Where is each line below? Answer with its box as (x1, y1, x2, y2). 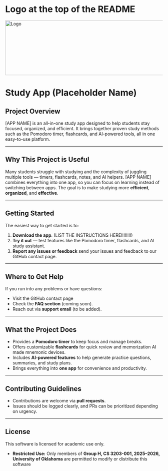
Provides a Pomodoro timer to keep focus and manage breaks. (12, 339, 142, 345)
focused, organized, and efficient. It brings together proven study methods (5, 125, 159, 131)
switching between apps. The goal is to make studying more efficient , (5, 184, 150, 191)
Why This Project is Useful (5, 155, 89, 164)
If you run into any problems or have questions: (5, 286, 102, 292)
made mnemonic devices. (12, 349, 66, 355)
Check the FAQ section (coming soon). (12, 301, 93, 307)
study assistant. (12, 243, 45, 249)
